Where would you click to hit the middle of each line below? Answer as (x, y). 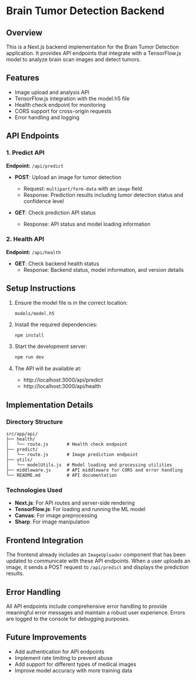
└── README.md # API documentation (62, 476)
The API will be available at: (48, 369)
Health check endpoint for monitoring (60, 105)
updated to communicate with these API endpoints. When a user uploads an (98, 561)
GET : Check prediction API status (55, 212)
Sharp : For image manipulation (52, 522)
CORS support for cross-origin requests (63, 111)
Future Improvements (46, 637)
